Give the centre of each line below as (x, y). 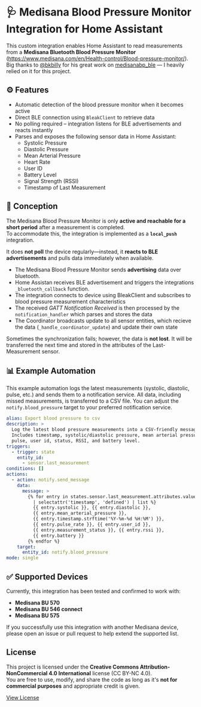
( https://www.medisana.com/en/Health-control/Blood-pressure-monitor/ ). (97, 58)
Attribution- (155, 667)
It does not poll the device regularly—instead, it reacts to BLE (82, 251)
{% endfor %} (44, 541)
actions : (17, 474)
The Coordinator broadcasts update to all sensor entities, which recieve (103, 320)
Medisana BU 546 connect (48, 609)
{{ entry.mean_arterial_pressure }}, (80, 513)
